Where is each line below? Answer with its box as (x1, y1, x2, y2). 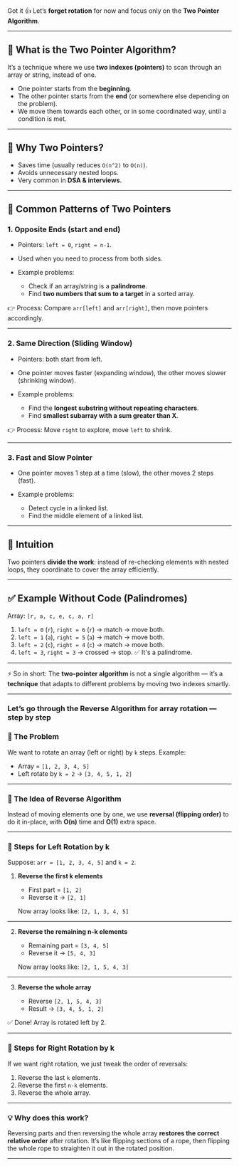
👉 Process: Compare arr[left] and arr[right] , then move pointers (7, 304, 208, 312)
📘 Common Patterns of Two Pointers (7, 203, 171, 216)
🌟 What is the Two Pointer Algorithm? (7, 44, 176, 56)
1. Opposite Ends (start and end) (7, 224, 121, 234)
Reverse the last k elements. (17, 1073, 101, 1081)
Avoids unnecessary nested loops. (17, 168, 119, 177)
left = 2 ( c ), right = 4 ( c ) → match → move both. (17, 640, 165, 648)
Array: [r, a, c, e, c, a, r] (7, 611, 95, 620)
